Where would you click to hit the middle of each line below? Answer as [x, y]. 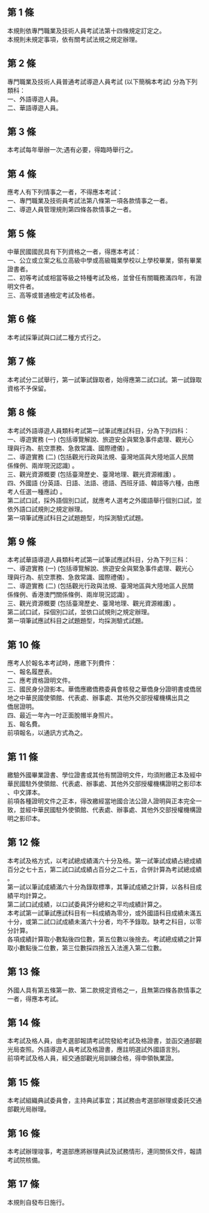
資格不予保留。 [28, 388]
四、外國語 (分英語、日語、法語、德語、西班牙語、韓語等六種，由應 [103, 482]
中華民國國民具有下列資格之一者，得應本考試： [74, 252]
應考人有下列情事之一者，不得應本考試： [65, 192]
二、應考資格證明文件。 [41, 680]
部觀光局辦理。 [28, 1109]
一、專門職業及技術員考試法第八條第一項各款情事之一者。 [89, 201]
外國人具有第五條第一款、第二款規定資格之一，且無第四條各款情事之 [104, 990]
